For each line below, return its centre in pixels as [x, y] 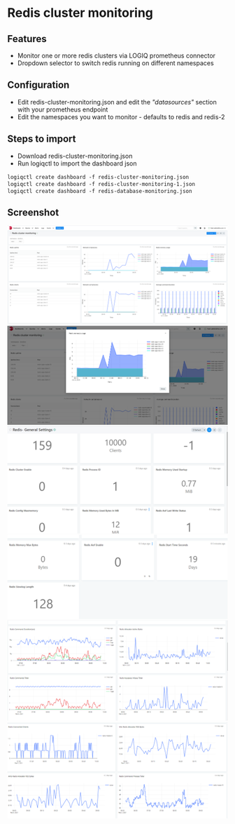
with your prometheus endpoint [63, 109]
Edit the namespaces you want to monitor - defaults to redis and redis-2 [121, 116]
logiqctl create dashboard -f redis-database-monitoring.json [100, 191]
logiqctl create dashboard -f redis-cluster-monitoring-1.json [101, 184]
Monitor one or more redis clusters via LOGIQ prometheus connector [116, 55]
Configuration [38, 85]
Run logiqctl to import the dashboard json [77, 163]
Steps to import [42, 139]
